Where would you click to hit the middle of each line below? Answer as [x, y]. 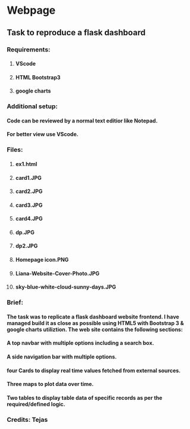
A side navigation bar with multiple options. [62, 357]
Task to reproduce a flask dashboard [76, 33]
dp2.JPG [27, 246]
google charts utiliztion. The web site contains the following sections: [95, 329]
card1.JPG [28, 177]
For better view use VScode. [43, 134]
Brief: [15, 302]
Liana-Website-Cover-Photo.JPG [57, 273]
